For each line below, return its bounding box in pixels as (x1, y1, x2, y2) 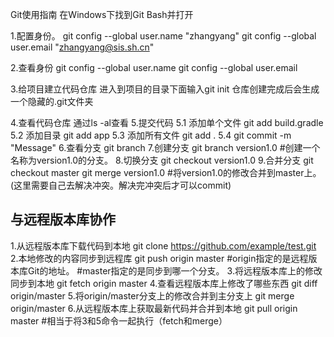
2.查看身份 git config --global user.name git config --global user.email (10, 62, 298, 73)
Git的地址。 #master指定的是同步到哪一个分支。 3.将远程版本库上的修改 (27, 264, 323, 277)
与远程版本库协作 (10, 211, 116, 228)
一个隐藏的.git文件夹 (10, 96, 94, 107)
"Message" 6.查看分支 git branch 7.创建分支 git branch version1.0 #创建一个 (10, 142, 321, 153)
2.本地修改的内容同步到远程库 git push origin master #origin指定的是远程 (10, 252, 309, 264)
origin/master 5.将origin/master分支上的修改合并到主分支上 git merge (10, 289, 295, 302)
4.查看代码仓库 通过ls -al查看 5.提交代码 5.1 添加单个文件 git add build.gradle (10, 117, 324, 128)
